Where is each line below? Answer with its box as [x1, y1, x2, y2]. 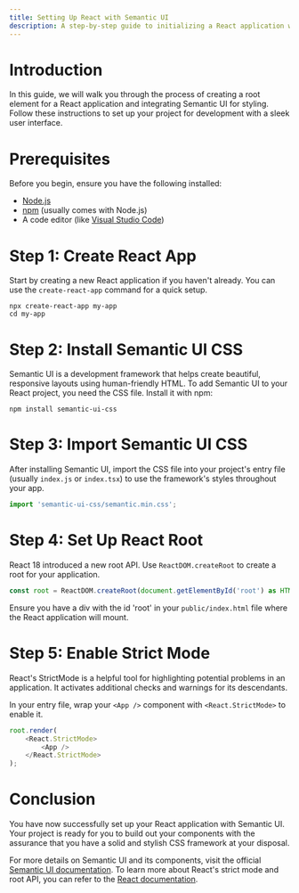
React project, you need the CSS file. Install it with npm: [9, 388, 214, 398]
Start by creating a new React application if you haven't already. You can [9, 275, 276, 286]
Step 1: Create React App [9, 246, 198, 266]
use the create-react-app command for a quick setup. [9, 284, 207, 295]
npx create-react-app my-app [9, 302, 117, 311]
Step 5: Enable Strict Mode [9, 643, 211, 664]
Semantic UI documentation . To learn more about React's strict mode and [9, 864, 279, 875]
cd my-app [9, 309, 46, 319]
